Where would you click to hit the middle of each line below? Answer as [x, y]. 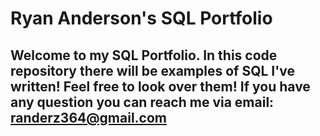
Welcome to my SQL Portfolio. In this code [144, 55]
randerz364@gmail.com [89, 117]
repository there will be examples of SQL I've [153, 70]
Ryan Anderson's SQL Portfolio [141, 18]
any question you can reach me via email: [142, 102]
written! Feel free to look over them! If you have [160, 86]
